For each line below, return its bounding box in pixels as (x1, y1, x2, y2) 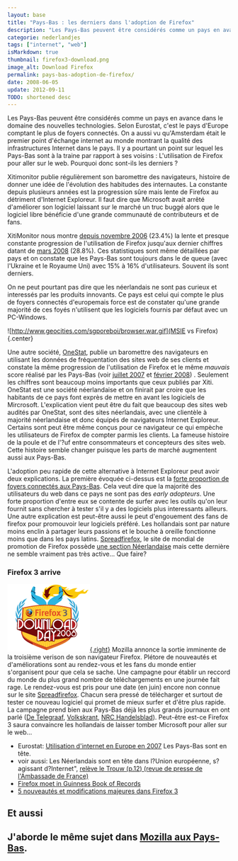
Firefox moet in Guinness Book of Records (17, 779, 142, 787)
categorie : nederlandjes (7, 34, 81, 41)
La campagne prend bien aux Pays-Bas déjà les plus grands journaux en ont (7, 705, 230, 714)
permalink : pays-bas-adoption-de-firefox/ (7, 71, 135, 78)
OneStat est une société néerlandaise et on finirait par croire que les (7, 386, 207, 394)
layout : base (7, 11, 46, 18)
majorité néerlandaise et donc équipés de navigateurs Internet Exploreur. (7, 416, 220, 424)
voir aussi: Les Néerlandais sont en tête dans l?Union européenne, (17, 756, 211, 765)
